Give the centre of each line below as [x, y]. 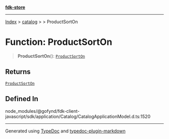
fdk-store [15, 7]
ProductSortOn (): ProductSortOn [51, 56]
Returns [18, 72]
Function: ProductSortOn [59, 42]
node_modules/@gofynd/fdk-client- [42, 111]
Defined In [22, 99]
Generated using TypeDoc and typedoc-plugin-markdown [65, 131]
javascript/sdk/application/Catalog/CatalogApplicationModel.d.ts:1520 [78, 116]
